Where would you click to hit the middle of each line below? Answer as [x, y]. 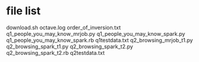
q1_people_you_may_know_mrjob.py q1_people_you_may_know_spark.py [96, 33]
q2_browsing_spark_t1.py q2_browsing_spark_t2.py [70, 46]
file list [23, 11]
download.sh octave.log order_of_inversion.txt [64, 27]
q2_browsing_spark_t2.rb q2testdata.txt [56, 52]
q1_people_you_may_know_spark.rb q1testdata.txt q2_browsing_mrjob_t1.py [100, 40]
